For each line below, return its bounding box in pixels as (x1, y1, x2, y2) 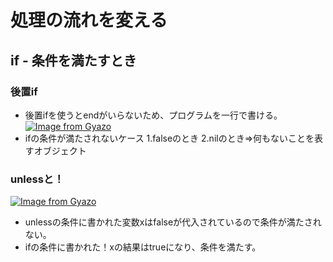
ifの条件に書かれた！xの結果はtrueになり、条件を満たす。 (24, 241, 262, 253)
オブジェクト (33, 144, 87, 156)
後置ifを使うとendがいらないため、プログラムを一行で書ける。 (24, 109, 283, 121)
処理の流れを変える (10, 9, 168, 32)
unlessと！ (10, 172, 65, 186)
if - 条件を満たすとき (10, 52, 137, 69)
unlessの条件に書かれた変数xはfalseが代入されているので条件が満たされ (24, 216, 322, 228)
